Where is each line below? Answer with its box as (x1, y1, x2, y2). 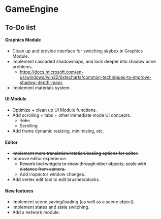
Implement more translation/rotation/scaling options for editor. (12, 150, 139, 156)
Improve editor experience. (12, 156, 67, 162)
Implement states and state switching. (12, 204, 90, 210)
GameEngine (5, 3, 59, 15)
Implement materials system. (12, 85, 71, 90)
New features (5, 188, 33, 194)
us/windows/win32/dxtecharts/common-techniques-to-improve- (19, 74, 152, 80)
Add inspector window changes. (19, 172, 85, 177)
